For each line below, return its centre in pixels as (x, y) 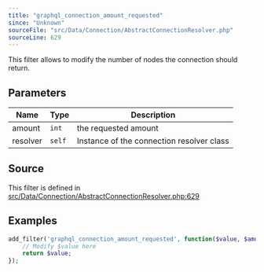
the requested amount (118, 128)
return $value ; (47, 254)
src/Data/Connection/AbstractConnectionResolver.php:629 (104, 196)
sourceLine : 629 (35, 37)
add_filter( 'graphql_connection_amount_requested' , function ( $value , (125, 239)
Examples (33, 221)
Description (153, 115)
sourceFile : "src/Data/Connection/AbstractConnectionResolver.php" (121, 30)
